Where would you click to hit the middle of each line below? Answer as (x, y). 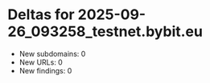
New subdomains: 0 (52, 53)
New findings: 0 (45, 70)
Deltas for (41, 15)
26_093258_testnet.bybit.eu (105, 32)
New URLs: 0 (41, 62)
